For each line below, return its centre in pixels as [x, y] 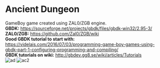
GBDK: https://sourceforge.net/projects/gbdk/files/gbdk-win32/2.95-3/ [79, 28]
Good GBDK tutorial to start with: [40, 39]
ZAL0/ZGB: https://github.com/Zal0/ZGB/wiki [52, 33]
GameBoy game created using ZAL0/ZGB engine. [56, 23]
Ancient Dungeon [42, 9]
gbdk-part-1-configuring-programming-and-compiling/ [62, 49]
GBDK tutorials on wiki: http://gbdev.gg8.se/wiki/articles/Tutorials [73, 55]
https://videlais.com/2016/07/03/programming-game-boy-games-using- [80, 44]
